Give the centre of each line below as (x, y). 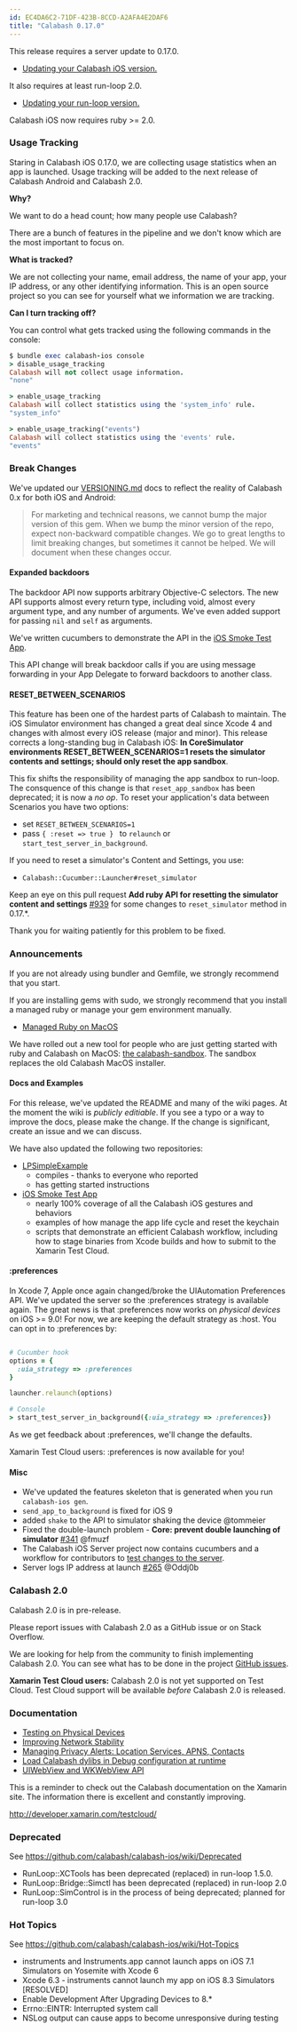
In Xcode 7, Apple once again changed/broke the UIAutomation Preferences (148, 1291)
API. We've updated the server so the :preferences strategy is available (139, 1300)
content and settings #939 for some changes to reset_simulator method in (148, 904)
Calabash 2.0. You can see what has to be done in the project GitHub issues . (149, 1663)
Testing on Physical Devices (74, 1732)
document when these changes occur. (101, 552)
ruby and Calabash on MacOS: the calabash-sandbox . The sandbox (133, 1053)
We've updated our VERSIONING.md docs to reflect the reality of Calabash (146, 488)
